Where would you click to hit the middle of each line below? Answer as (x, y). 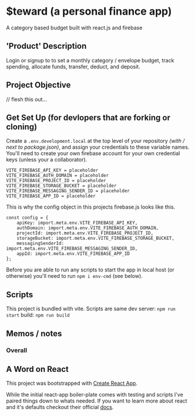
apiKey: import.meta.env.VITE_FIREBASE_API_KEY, (77, 223)
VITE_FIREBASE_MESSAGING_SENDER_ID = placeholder (68, 191)
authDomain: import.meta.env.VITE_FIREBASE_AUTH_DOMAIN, (88, 228)
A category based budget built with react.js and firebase (74, 28)
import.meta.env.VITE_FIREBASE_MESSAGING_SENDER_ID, (72, 249)
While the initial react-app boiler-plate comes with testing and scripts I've (95, 395)
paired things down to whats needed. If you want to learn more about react (97, 401)
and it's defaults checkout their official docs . (60, 407)
